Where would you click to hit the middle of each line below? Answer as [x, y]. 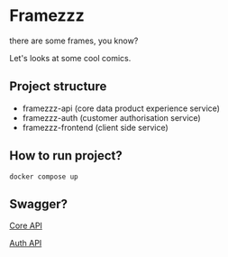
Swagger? [39, 204]
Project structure [58, 87]
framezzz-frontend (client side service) [95, 127]
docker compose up [44, 177]
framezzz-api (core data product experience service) [121, 108]
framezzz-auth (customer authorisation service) [111, 117]
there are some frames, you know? [74, 41]
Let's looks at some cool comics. [70, 58]
